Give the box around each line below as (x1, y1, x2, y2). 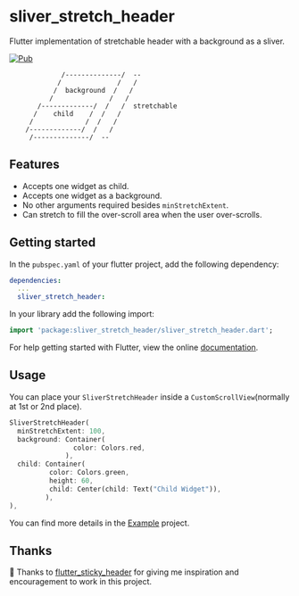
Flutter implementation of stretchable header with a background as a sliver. (9, 36, 286, 46)
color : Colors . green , (48, 468, 129, 477)
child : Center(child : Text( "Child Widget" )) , (48, 484, 221, 493)
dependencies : (9, 276, 62, 285)
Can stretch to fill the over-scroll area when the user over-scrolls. (21, 209, 262, 219)
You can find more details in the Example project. (9, 517, 190, 528)
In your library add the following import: (9, 309, 154, 319)
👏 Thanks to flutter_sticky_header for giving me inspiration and (9, 567, 239, 577)
